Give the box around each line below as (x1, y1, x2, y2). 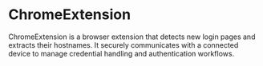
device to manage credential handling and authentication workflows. (8, 49, 235, 58)
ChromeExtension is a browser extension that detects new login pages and (8, 32, 256, 41)
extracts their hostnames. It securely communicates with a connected (8, 40, 239, 49)
